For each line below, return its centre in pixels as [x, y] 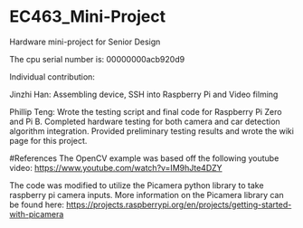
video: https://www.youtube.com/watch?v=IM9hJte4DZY [116, 167]
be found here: [37, 204]
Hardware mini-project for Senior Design [85, 42]
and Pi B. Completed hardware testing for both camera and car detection [145, 121]
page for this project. [48, 140]
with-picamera [37, 214]
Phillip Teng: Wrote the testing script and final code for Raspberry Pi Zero [146, 111]
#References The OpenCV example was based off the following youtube [144, 158]
